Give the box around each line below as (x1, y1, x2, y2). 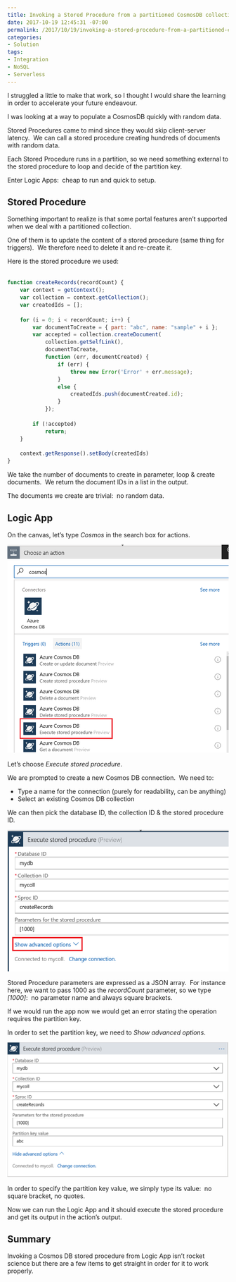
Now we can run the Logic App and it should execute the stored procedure (7, 1205, 223, 1214)
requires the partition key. (7, 1014, 82, 1022)
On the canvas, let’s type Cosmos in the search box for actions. (7, 531, 191, 539)
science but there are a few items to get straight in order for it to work (7, 1259, 209, 1268)
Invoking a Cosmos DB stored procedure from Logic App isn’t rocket (7, 1252, 205, 1260)
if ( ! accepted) (32, 420, 77, 427)
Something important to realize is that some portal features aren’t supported (7, 215, 228, 224)
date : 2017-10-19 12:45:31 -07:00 (7, 18, 109, 26)
